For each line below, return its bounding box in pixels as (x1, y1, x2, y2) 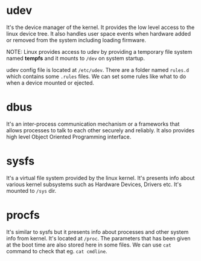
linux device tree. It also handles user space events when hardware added (6, 30, 191, 37)
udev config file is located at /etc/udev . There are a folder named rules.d (6, 66, 189, 73)
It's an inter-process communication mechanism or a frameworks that (6, 120, 180, 127)
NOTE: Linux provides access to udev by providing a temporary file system (6, 48, 193, 55)
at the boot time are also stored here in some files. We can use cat (6, 241, 171, 248)
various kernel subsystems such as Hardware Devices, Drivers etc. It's (6, 181, 182, 188)
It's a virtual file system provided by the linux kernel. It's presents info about (6, 174, 195, 181)
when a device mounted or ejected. (6, 79, 95, 86)
